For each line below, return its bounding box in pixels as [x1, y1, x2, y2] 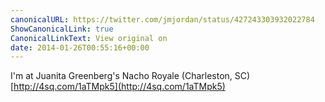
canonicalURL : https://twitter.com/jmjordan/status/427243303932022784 [10, 14, 315, 25]
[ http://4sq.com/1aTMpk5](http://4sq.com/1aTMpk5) [10, 81, 226, 93]
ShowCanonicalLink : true [10, 24, 114, 34]
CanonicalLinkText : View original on [10, 33, 168, 43]
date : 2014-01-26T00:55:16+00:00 [10, 42, 150, 53]
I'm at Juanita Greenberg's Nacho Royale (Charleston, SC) [10, 70, 251, 82]
